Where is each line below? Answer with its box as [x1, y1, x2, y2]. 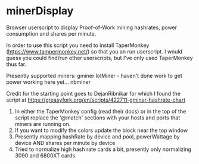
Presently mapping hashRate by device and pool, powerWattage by [14, 133, 180, 140]
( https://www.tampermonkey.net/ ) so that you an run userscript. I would [6, 48, 183, 55]
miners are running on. [14, 120, 71, 127]
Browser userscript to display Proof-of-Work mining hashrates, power [6, 24, 178, 31]
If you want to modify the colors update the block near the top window [14, 127, 188, 134]
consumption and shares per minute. [6, 30, 97, 37]
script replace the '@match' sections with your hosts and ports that [14, 114, 181, 121]
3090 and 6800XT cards [14, 152, 76, 159]
